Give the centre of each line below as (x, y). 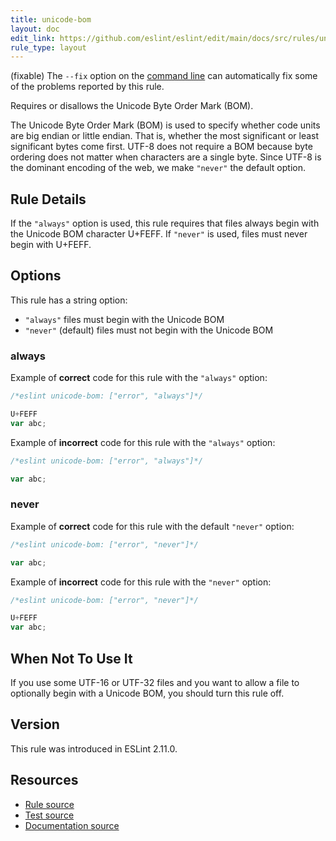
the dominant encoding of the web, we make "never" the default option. (158, 168)
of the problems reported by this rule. (87, 87)
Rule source (49, 804)
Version (35, 724)
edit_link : (33, 38)
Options (36, 276)
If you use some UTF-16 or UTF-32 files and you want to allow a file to (155, 683)
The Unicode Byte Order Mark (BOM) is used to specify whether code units (165, 125)
